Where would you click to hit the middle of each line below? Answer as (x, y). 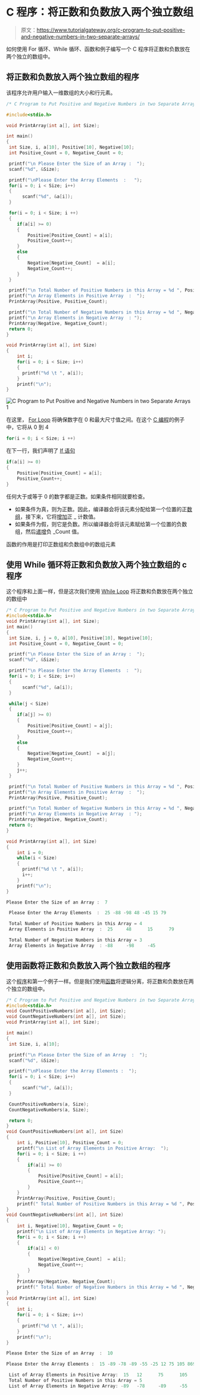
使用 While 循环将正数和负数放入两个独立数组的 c (97, 565)
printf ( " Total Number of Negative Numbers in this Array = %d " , (101, 1287)
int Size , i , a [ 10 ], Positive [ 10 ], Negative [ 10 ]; (71, 148)
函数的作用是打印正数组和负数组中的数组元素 (61, 544)
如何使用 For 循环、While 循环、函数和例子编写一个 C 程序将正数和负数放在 (98, 49)
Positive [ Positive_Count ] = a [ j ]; (70, 726)
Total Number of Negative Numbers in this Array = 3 (76, 940)
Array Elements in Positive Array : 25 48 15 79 (91, 929)
